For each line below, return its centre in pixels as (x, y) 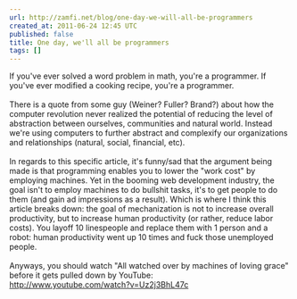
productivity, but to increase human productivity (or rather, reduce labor (141, 219)
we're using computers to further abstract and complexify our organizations (148, 133)
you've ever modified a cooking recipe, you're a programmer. (122, 86)
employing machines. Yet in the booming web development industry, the (142, 180)
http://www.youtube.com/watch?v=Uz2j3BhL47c (99, 285)
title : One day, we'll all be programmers (89, 42)
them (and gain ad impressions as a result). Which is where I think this (138, 199)
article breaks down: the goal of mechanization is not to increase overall (141, 209)
